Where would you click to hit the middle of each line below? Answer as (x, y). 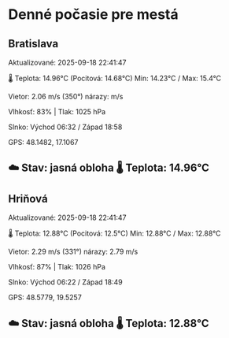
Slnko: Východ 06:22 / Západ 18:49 (66, 282)
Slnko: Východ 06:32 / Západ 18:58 (65, 127)
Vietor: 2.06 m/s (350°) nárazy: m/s (66, 97)
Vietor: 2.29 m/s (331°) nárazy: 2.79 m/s (73, 252)
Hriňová (28, 199)
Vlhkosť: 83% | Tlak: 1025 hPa (57, 111)
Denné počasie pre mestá (93, 15)
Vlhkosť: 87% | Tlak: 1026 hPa (57, 267)
